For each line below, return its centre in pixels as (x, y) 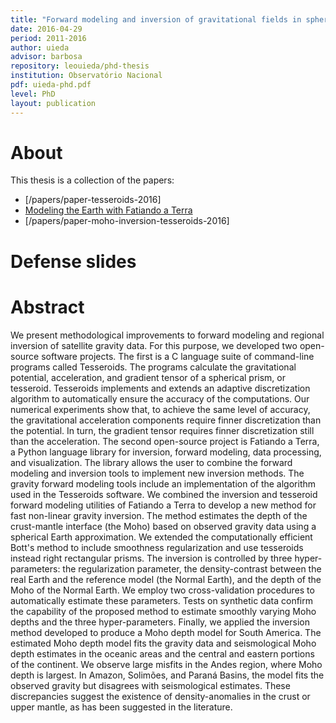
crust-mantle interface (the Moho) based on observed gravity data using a (163, 526)
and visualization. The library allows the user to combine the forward (151, 462)
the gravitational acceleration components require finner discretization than (166, 420)
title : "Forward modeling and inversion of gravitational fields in (156, 19)
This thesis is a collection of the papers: (92, 180)
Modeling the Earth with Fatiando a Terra (108, 210)
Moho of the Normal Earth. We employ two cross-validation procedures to (162, 590)
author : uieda (40, 47)
